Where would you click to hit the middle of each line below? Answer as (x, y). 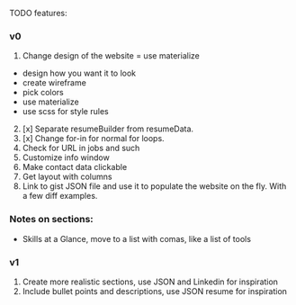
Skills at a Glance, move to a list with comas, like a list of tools (137, 238)
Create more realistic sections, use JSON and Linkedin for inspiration (150, 282)
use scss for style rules (66, 112)
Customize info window (66, 157)
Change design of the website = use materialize (111, 56)
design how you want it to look (79, 73)
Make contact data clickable (75, 167)
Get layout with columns (67, 177)
